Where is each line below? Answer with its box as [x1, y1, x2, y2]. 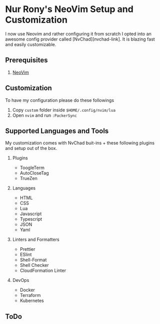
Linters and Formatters [12, 237, 59, 243]
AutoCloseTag [19, 170, 49, 176]
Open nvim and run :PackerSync [12, 112, 77, 118]
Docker [19, 287, 35, 293]
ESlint [19, 252, 32, 258]
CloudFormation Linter [19, 267, 66, 274]
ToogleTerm [19, 165, 45, 171]
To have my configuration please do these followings [5, 97, 114, 103]
